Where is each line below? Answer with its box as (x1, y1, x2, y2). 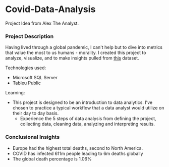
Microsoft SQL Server (12, 75, 58, 81)
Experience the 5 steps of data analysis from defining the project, (20, 116, 156, 122)
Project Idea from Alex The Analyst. (5, 20, 79, 26)
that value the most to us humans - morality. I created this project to (5, 49, 146, 56)
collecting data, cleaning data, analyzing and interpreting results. (20, 121, 155, 127)
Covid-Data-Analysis (5, 4, 96, 15)
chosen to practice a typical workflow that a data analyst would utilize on (12, 105, 164, 111)
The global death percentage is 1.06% (12, 155, 92, 162)
